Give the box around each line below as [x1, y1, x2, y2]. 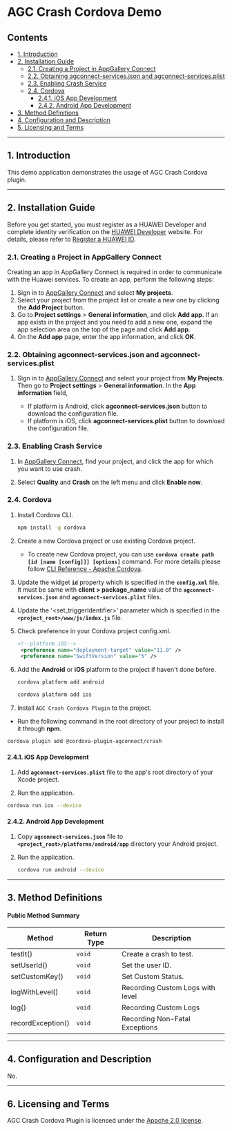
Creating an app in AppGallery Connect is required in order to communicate [7, 267, 222, 276]
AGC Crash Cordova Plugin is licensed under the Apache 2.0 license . [7, 1116, 204, 1125]
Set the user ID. [122, 960, 172, 970]
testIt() [10, 949, 33, 958]
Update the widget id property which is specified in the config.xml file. [17, 578, 220, 586]
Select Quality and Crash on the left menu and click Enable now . [17, 478, 203, 486]
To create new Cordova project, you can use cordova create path [27, 550, 215, 558]
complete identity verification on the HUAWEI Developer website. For [7, 227, 204, 235]
